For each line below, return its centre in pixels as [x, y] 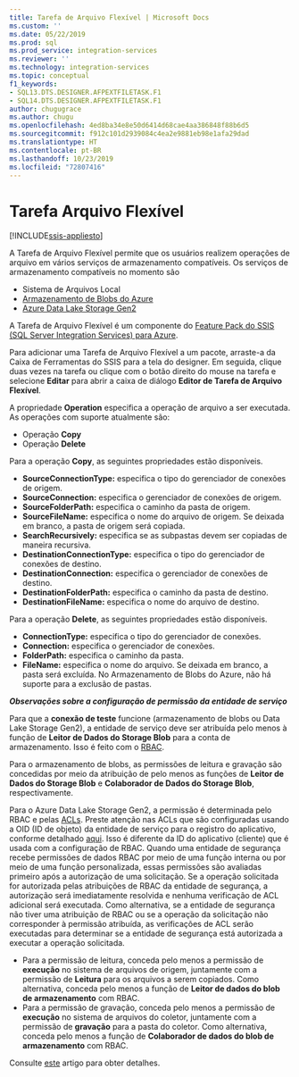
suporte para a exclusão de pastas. [87, 684]
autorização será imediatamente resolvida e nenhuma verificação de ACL [144, 896]
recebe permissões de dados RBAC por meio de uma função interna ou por [148, 857]
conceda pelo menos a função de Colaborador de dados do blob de [148, 1036]
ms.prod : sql [33, 42]
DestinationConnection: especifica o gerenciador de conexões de [145, 573]
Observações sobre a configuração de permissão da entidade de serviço [148, 701]
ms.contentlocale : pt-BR [55, 150]
